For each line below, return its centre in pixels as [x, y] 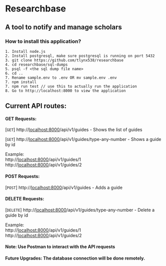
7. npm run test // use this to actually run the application [71, 86]
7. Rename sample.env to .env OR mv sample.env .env [61, 78]
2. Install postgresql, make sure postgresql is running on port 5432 [80, 56]
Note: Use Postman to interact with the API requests [60, 247]
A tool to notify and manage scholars [64, 27]
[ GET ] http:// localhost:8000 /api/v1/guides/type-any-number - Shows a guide [83, 139]
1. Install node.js [25, 51]
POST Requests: [22, 176]
